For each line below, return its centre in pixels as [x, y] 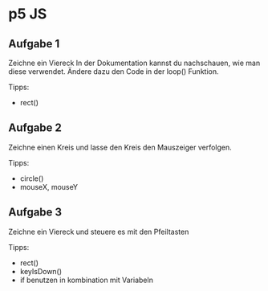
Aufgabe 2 [35, 128]
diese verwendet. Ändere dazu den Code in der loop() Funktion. [114, 72]
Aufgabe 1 [34, 44]
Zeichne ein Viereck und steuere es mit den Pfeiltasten [99, 232]
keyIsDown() [41, 271]
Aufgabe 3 [35, 213]
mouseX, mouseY [49, 186]
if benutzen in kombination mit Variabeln [87, 280]
